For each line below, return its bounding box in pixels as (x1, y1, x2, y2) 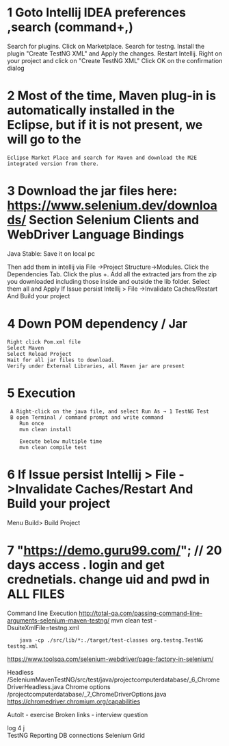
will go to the (7, 132, 81, 147)
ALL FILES (7, 586, 65, 601)
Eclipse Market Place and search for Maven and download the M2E (7, 154, 197, 161)
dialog (7, 64, 25, 72)
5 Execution (7, 385, 76, 400)
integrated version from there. (7, 160, 99, 167)
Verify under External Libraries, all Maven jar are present (7, 362, 185, 370)
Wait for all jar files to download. (7, 357, 115, 363)
